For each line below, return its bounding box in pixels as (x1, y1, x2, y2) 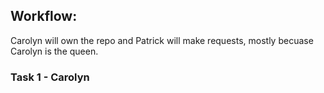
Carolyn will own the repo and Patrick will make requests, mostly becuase (10, 34, 314, 46)
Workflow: (10, 8, 78, 25)
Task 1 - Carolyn (10, 70, 90, 84)
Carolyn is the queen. (10, 45, 99, 57)
